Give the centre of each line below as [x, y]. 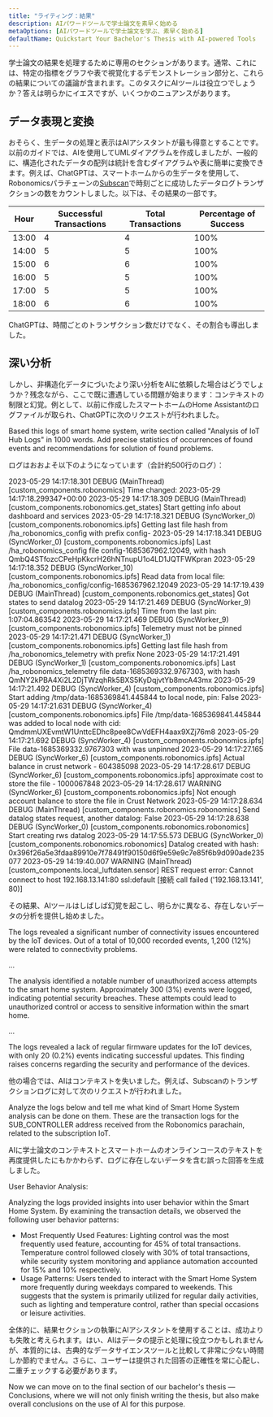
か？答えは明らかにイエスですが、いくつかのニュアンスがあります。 [122, 93]
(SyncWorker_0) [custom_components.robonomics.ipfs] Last [110, 541]
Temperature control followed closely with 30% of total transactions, [135, 1252]
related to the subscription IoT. [60, 1133]
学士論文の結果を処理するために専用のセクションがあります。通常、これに [133, 63]
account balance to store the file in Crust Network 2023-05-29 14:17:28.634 [136, 801]
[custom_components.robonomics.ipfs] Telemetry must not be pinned [125, 628]
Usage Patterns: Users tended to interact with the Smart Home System [139, 1278]
